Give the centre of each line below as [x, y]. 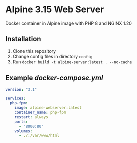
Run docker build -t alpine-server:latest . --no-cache [72, 62]
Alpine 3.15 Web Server [55, 9]
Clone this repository [34, 51]
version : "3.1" [21, 89]
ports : [21, 122]
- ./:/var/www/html [39, 136]
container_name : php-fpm [40, 113]
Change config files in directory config [52, 56]
